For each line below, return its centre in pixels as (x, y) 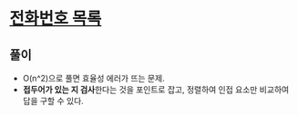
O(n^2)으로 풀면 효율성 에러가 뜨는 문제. (94, 78)
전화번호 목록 (56, 19)
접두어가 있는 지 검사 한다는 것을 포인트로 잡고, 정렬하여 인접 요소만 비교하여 (156, 90)
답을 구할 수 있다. (53, 101)
